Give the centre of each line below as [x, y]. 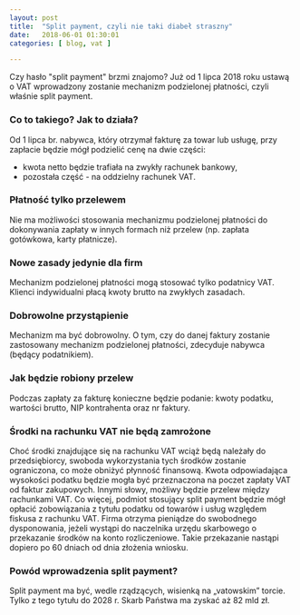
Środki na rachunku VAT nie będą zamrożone [110, 431]
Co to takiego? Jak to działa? [74, 120]
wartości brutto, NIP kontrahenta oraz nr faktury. [100, 407]
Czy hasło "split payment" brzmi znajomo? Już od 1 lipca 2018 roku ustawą [150, 77]
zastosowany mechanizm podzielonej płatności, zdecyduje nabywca [137, 345]
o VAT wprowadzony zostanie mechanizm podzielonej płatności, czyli [139, 86]
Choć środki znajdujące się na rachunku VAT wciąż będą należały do [138, 451]
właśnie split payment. [51, 96]
